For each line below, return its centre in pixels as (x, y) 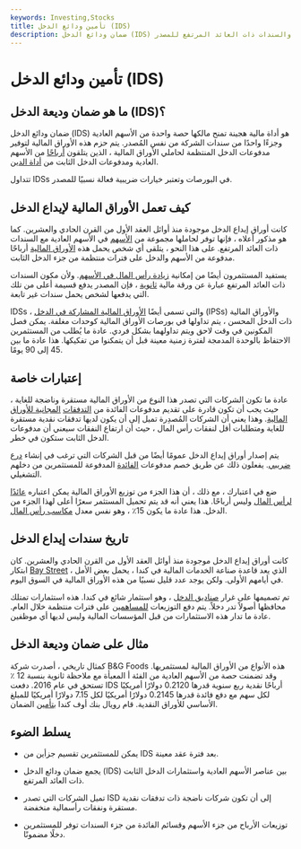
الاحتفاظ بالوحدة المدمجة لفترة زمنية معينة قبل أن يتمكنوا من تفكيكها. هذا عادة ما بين (150, 340)
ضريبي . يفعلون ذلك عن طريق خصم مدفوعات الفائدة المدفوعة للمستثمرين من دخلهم (150, 464)
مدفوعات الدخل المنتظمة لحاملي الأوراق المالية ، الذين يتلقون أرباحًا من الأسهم (140, 153)
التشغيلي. (26, 474)
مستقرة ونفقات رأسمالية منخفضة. (80, 808)
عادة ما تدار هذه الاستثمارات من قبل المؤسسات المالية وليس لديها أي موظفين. (141, 616)
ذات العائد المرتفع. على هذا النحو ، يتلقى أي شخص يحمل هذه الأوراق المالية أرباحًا (144, 249)
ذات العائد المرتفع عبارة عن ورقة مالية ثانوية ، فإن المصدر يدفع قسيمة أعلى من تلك (148, 284)
